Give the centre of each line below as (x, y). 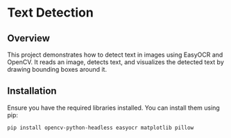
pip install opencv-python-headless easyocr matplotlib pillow (101, 128)
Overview (29, 38)
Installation (32, 91)
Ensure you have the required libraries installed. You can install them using (113, 108)
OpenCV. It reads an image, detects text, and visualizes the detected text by (115, 62)
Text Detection (50, 13)
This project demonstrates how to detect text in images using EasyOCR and (115, 55)
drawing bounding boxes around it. (57, 69)
